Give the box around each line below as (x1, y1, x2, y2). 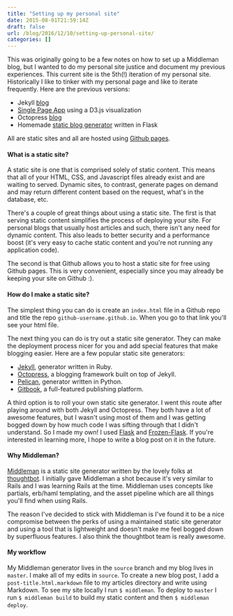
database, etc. (7, 195, 49, 204)
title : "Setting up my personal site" (7, 10, 120, 17)
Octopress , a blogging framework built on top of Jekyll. (17, 370, 176, 378)
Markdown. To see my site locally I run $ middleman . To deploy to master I (7, 585, 217, 594)
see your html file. (7, 320, 59, 329)
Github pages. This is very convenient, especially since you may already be (7, 266, 224, 276)
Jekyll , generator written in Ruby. (17, 362, 113, 370)
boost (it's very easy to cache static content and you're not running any (7, 239, 213, 247)
